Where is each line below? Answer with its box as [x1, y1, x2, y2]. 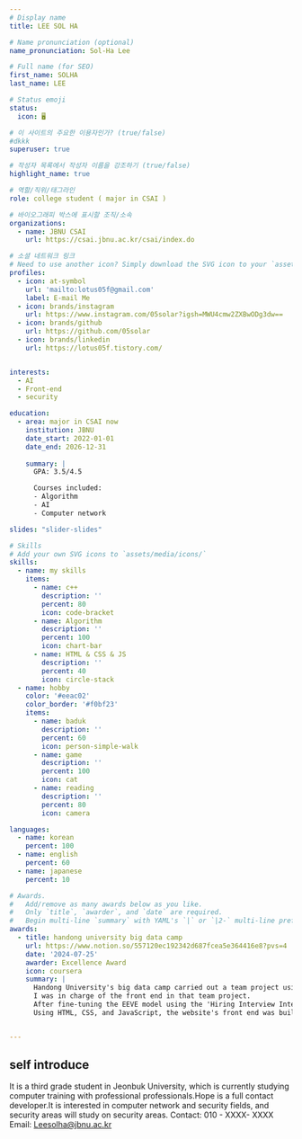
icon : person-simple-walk [41, 742, 139, 751]
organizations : [9, 218, 67, 227]
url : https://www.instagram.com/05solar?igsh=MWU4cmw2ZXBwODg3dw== [25, 310, 283, 319]
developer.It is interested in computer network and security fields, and [9, 1100, 270, 1111]
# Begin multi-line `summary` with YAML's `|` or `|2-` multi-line [9, 916, 276, 926]
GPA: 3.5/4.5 [32, 467, 83, 476]
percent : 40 [41, 666, 87, 675]
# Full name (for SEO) [9, 62, 94, 72]
